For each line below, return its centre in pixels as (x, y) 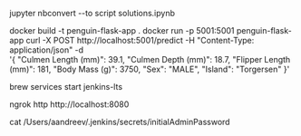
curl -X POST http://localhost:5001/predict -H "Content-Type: (140, 40)
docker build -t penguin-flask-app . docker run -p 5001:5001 (122, 30)
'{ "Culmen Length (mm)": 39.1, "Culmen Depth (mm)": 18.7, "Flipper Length (150, 59)
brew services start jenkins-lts (66, 87)
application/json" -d (47, 50)
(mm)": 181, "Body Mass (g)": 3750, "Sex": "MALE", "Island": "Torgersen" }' (150, 69)
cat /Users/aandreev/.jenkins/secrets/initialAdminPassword (120, 122)
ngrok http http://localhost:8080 (69, 104)
